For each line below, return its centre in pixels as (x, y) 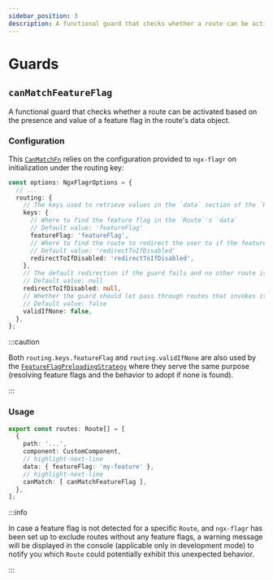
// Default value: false (65, 303)
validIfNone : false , (58, 311)
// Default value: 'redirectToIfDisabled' (103, 250)
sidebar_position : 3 (43, 16)
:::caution (24, 342)
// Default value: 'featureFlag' (87, 228)
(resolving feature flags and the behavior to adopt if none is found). (121, 375)
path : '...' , (45, 444)
